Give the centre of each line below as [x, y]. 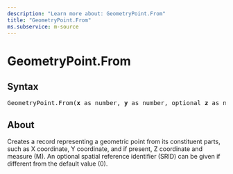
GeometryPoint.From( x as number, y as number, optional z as [113, 103]
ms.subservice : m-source [43, 26]
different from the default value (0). [58, 164]
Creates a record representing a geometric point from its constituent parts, [114, 142]
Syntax [23, 87]
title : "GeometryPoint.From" [49, 20]
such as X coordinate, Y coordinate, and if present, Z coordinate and [105, 149]
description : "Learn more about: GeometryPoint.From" [87, 14]
